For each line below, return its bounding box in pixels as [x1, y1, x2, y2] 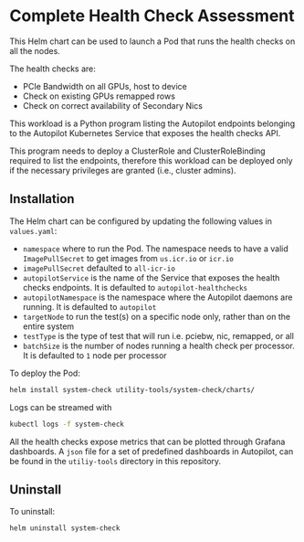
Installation [9, 191, 75, 207]
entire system [22, 321, 75, 332]
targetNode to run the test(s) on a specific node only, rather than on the [22, 311, 290, 322]
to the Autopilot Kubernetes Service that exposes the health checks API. [9, 127, 281, 138]
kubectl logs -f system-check [9, 420, 125, 429]
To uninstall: [9, 506, 56, 517]
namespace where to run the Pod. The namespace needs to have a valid [22, 243, 289, 254]
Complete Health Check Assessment [9, 5, 295, 27]
